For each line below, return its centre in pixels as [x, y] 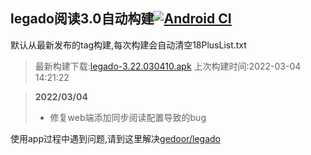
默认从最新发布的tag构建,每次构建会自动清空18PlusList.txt [128, 45]
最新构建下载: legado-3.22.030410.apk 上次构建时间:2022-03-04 [168, 66]
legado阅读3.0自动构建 [82, 19]
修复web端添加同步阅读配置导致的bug [128, 117]
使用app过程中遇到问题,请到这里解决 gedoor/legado [115, 138]
